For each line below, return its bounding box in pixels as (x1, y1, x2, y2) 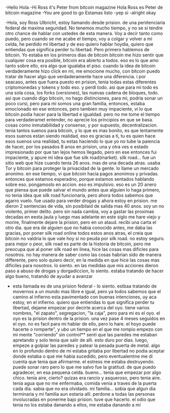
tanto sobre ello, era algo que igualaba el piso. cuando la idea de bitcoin (5, 63, 156, 69)
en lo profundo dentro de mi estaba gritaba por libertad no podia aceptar (12, 348, 165, 354)
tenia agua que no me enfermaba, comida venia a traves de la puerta (12, 380, 157, 386)
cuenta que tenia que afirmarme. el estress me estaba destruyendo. (12, 359, 155, 365)
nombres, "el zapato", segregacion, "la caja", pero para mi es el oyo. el (12, 310, 160, 316)
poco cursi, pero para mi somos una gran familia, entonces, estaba (5, 101, 145, 106)
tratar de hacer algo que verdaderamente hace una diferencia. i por (5, 74, 146, 79)
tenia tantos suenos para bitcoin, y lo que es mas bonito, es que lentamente (5, 128, 163, 134)
